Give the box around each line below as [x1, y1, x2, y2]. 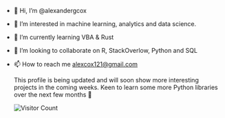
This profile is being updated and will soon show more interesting [13, 76, 200, 84]
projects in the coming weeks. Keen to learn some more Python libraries [13, 83, 218, 91]
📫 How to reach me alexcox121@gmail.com [13, 60, 138, 68]
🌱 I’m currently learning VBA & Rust [13, 33, 114, 41]
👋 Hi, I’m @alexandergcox [13, 7, 87, 14]
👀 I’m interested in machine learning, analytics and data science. [13, 20, 197, 27]
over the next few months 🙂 [13, 91, 92, 99]
